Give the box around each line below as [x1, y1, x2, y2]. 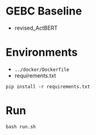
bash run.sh [5, 123, 36, 130]
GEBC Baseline [5, 4, 83, 18]
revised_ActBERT [14, 24, 58, 31]
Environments [5, 45, 78, 59]
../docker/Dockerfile [14, 67, 69, 73]
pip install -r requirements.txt [5, 84, 91, 90]
